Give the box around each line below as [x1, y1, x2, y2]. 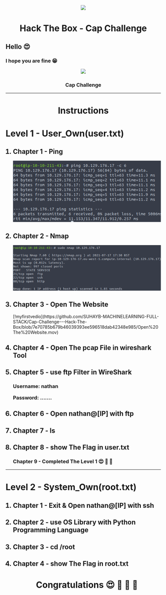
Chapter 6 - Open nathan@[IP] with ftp [12, 409, 134, 418]
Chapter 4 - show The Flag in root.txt [12, 559, 129, 568]
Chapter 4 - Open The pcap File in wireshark [12, 344, 152, 352]
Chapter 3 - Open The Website [12, 300, 109, 309]
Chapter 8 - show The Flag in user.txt [12, 443, 130, 451]
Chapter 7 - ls [12, 426, 56, 435]
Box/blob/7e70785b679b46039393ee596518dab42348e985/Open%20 [12, 324, 159, 330]
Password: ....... [12, 394, 52, 401]
